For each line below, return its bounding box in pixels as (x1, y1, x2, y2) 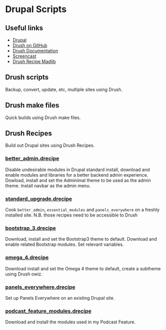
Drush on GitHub (12, 42, 48, 48)
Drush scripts (5, 73, 49, 82)
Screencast (12, 53, 37, 59)
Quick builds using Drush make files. (5, 115, 81, 121)
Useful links (5, 24, 44, 32)
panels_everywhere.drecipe (5, 284, 75, 291)
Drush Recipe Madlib (12, 59, 56, 64)
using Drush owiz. (5, 271, 43, 277)
